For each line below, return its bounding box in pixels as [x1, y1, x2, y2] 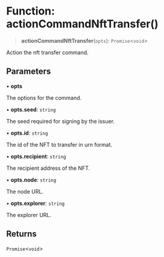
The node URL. [6, 187, 44, 195]
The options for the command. [6, 94, 82, 101]
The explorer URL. [6, 211, 52, 218]
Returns [6, 229, 37, 239]
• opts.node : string [6, 176, 57, 183]
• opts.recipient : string [6, 152, 66, 160]
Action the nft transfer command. [6, 48, 89, 56]
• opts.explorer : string [6, 200, 65, 207]
